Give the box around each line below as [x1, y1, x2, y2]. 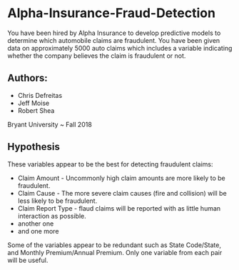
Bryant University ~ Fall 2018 [7, 120, 93, 129]
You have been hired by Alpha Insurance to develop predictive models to [7, 29, 221, 37]
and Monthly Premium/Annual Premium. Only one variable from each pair [7, 248, 223, 256]
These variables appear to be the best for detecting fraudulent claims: [7, 159, 213, 169]
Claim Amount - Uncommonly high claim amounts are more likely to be [17, 174, 226, 182]
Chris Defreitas [17, 91, 63, 99]
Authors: [7, 72, 48, 84]
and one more [17, 226, 59, 235]
